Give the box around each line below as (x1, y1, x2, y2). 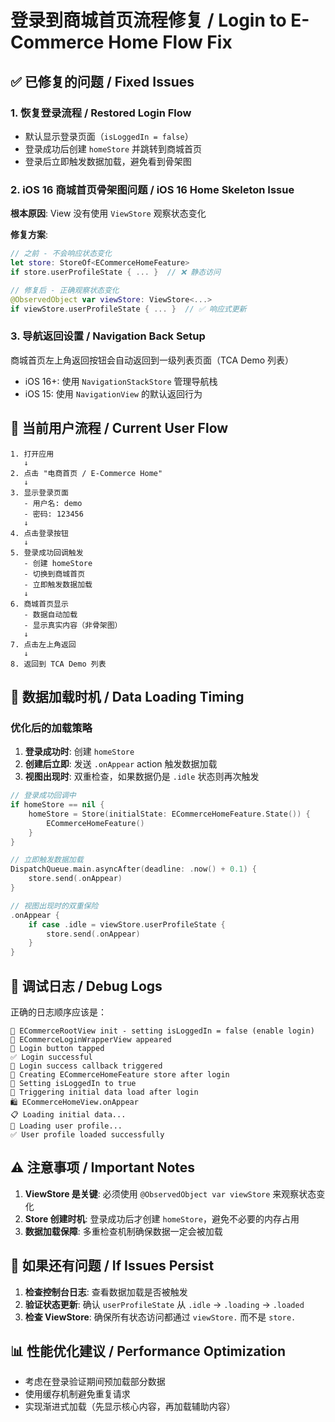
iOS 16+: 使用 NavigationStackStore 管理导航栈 (24, 375, 218, 387)
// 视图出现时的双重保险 (10, 901, 99, 911)
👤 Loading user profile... (10, 1121, 123, 1131)
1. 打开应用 (10, 449, 55, 459)
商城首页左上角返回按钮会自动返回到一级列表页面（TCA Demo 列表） (10, 354, 295, 366)
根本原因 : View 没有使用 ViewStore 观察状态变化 (10, 207, 207, 220)
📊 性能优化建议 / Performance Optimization (10, 1343, 287, 1360)
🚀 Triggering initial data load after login (10, 1087, 199, 1098)
